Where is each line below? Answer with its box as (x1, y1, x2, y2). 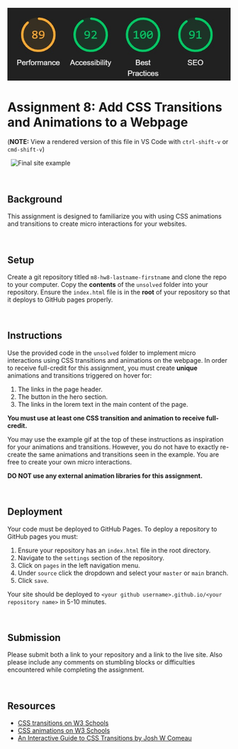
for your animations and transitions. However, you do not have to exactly (7, 442, 219, 451)
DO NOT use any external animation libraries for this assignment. (7, 471, 203, 480)
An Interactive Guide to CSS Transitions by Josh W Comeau (17, 734, 193, 743)
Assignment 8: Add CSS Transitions (7, 99, 222, 115)
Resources (7, 700, 56, 712)
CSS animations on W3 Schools (17, 726, 110, 735)
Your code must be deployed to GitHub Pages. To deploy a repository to (7, 525, 217, 533)
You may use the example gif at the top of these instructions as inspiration (7, 434, 225, 444)
